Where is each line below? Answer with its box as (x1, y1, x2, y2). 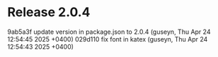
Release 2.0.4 (7, 4, 91, 20)
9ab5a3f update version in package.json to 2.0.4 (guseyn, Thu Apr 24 (7, 27, 211, 36)
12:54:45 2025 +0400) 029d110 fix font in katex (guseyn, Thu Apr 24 (7, 34, 208, 43)
